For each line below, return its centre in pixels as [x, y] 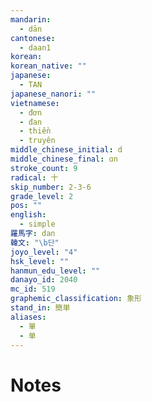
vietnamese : [35, 103]
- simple [37, 224]
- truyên [37, 141]
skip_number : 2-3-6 [51, 187]
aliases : [28, 317]
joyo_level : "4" [44, 252]
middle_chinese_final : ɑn [64, 159]
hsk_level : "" [40, 261]
